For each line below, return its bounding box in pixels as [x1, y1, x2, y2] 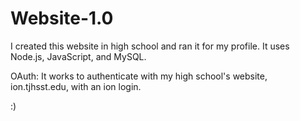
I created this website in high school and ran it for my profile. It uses [10, 40, 290, 52]
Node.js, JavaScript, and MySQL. [10, 50, 147, 62]
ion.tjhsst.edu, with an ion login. [10, 80, 142, 92]
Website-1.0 [10, 7, 114, 30]
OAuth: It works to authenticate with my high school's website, [10, 70, 268, 82]
